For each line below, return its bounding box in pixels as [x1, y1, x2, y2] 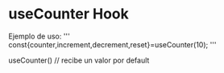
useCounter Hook [8, 5, 129, 23]
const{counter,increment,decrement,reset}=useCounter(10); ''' [8, 39, 217, 49]
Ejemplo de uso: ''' [8, 31, 70, 41]
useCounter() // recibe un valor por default [8, 55, 150, 65]
